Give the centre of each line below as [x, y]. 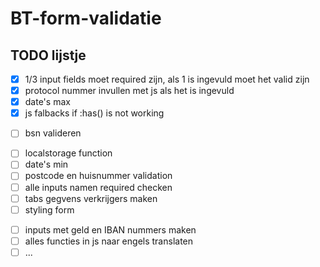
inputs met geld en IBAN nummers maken [110, 229]
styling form [49, 209]
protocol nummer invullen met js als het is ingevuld [129, 91]
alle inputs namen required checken [98, 187]
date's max [47, 102]
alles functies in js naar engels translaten [109, 241]
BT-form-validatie [86, 18]
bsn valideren [53, 133]
